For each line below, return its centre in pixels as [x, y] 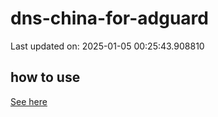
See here [29, 101]
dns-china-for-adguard [109, 18]
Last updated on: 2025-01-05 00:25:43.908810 [107, 46]
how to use [45, 77]
